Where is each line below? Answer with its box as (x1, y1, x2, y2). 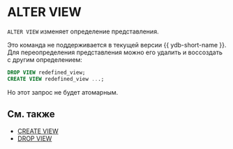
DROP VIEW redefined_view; (7, 69, 86, 76)
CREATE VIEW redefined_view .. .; (7, 75, 105, 82)
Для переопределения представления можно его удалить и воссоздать (7, 48, 223, 56)
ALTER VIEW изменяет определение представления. (7, 27, 159, 36)
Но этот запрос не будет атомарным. (7, 88, 119, 96)
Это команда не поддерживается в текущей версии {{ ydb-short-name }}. (7, 40, 227, 49)
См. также (7, 109, 56, 120)
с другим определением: (7, 55, 82, 63)
